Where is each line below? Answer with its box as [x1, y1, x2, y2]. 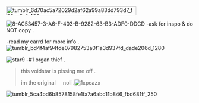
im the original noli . [20, 79, 75, 86]
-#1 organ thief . [26, 56, 65, 63]
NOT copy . [6, 27, 34, 33]
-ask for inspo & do [146, 20, 193, 27]
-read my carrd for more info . [6, 38, 80, 45]
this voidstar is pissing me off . [20, 68, 96, 74]
